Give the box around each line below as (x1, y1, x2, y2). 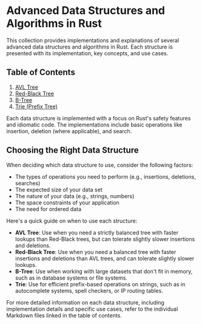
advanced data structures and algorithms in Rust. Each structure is (6, 43, 173, 50)
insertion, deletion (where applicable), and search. (6, 127, 132, 134)
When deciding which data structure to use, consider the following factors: (6, 161, 194, 168)
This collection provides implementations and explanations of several (6, 36, 180, 44)
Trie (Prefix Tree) (15, 103, 58, 110)
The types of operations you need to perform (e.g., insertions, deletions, (15, 173, 196, 180)
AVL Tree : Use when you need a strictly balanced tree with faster (15, 229, 179, 236)
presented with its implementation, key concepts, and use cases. (6, 49, 169, 57)
